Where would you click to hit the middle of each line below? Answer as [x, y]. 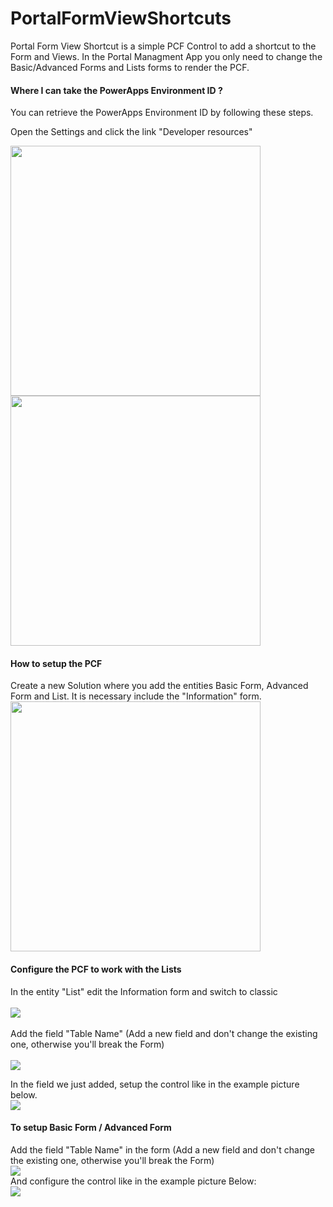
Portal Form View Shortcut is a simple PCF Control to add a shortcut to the [163, 46]
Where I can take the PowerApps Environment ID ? [116, 90]
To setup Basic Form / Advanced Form [91, 1128]
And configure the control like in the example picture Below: [133, 1181]
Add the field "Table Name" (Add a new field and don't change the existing [164, 1033]
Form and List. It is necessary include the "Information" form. [136, 696]
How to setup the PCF [56, 663]
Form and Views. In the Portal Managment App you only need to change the [166, 56]
